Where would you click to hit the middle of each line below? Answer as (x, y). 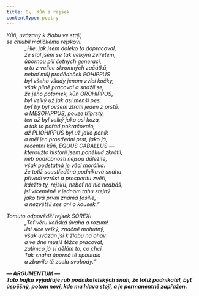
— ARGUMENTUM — (33, 273)
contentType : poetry (33, 18)
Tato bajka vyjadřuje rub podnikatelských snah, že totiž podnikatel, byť (99, 279)
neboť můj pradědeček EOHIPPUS (67, 74)
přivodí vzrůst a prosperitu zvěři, (66, 178)
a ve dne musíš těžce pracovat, (64, 242)
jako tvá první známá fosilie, (60, 198)
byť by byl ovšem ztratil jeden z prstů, (72, 106)
